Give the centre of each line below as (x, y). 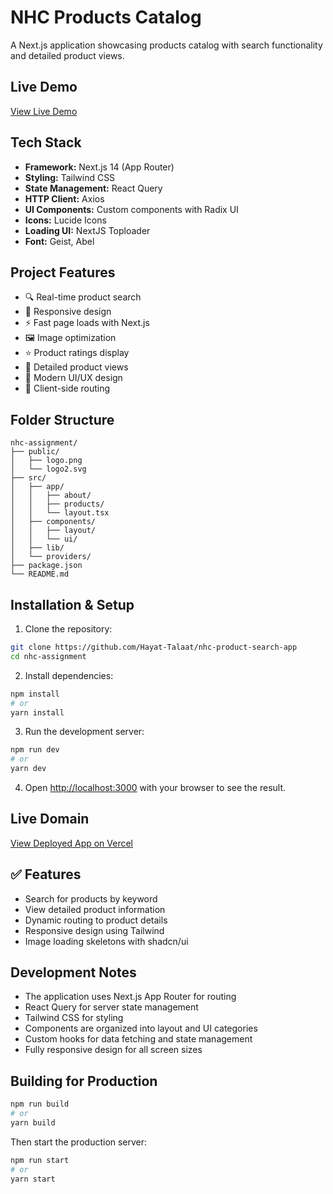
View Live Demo (44, 111)
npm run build (40, 1104)
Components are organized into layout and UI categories (141, 1028)
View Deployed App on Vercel (72, 843)
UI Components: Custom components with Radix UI (131, 209)
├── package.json (46, 566)
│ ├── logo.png (46, 461)
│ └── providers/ (51, 557)
